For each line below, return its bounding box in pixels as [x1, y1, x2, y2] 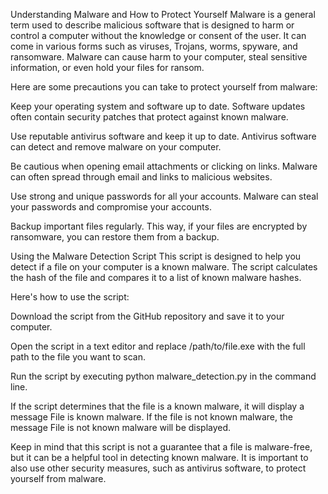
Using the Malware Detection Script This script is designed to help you [10, 250, 302, 262]
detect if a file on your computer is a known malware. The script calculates [10, 261, 318, 273]
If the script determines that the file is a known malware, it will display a [10, 400, 305, 412]
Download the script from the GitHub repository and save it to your [10, 310, 285, 322]
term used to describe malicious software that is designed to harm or [10, 19, 295, 31]
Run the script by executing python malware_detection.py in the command [10, 370, 317, 382]
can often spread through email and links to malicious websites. [10, 171, 273, 183]
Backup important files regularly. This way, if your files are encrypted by [10, 220, 308, 232]
